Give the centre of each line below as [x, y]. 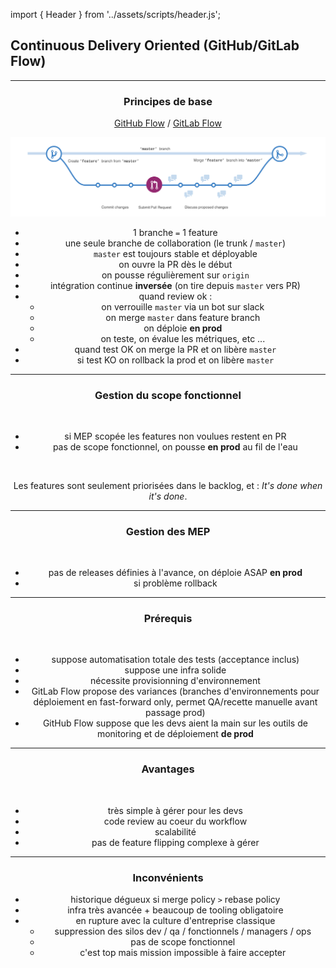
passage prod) [175, 713]
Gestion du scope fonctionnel [168, 395]
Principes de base [168, 101]
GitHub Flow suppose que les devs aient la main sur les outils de [175, 723]
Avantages [168, 769]
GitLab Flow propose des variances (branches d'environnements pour [175, 691]
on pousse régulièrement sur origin [175, 275]
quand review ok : [175, 296]
